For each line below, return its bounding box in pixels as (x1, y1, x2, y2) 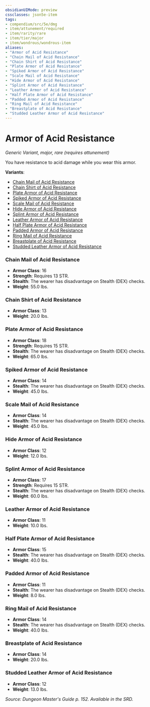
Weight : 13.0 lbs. (12, 686, 48, 692)
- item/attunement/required (5, 26, 64, 31)
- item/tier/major (5, 36, 44, 41)
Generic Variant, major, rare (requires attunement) (5, 149, 110, 155)
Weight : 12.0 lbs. (12, 452, 48, 459)
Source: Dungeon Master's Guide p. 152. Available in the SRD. (5, 696, 133, 702)
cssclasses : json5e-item (5, 12, 57, 17)
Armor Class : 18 (12, 337, 47, 343)
